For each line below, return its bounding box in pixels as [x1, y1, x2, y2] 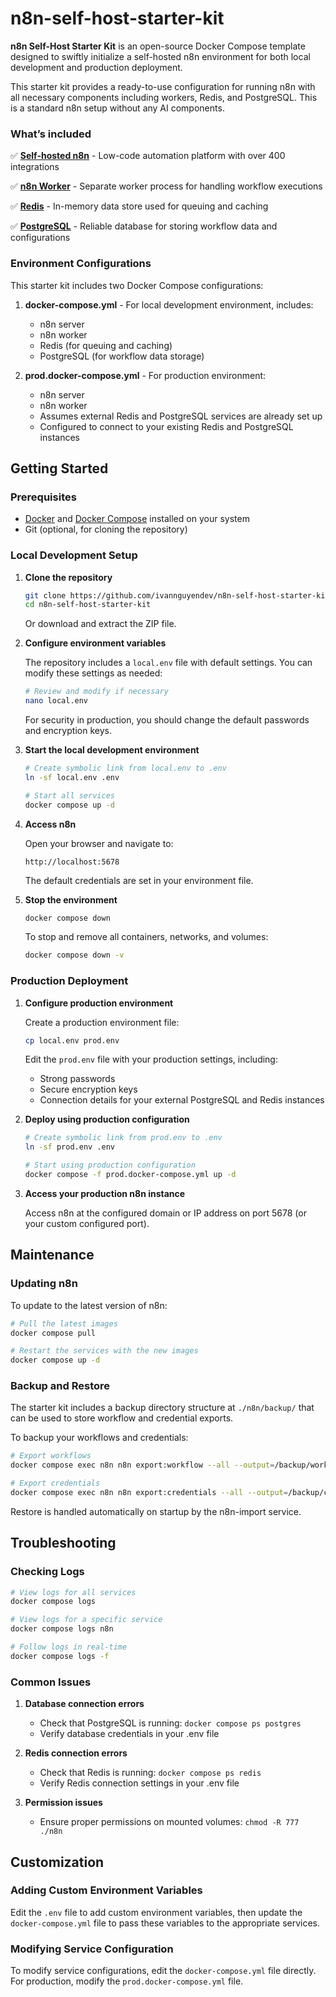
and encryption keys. [24, 725, 112, 737]
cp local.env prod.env [24, 1035, 120, 1046]
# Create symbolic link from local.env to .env [24, 763, 227, 774]
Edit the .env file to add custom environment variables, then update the [10, 1906, 303, 1918]
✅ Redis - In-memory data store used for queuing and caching [10, 200, 269, 212]
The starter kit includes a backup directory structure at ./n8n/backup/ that [10, 1402, 315, 1414]
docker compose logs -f [10, 1651, 110, 1661]
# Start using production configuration [24, 1160, 196, 1171]
